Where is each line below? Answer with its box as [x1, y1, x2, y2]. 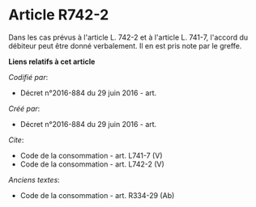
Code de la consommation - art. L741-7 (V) [19, 150, 163, 160]
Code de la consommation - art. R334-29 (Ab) [19, 190, 175, 200]
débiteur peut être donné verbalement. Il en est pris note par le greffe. [8, 40, 242, 50]
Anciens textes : [8, 175, 61, 184]
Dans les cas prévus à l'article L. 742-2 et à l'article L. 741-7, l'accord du [8, 32, 249, 42]
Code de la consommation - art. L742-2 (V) [19, 159, 164, 169]
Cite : [8, 135, 24, 145]
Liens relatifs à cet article [8, 57, 96, 66]
